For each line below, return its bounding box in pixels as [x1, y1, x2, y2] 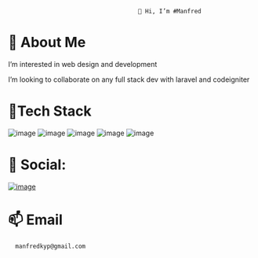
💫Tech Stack [8, 102, 92, 120]
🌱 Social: [8, 156, 67, 174]
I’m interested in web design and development [8, 59, 158, 68]
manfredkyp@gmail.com [15, 242, 86, 250]
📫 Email [8, 211, 63, 228]
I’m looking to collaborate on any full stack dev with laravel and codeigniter [8, 75, 250, 84]
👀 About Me [8, 34, 86, 51]
